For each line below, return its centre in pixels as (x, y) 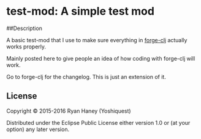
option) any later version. (38, 129)
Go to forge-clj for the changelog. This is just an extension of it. (86, 77)
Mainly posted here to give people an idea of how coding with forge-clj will (101, 58)
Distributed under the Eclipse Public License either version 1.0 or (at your (98, 122)
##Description (25, 28)
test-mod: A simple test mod (81, 11)
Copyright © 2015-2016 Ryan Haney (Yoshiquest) (69, 111)
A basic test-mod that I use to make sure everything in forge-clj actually (97, 40)
